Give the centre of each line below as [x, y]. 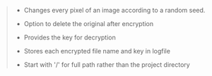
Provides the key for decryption [70, 37]
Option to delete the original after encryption [89, 24]
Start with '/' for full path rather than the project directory [107, 65]
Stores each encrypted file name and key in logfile [97, 51]
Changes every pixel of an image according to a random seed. [114, 10]
